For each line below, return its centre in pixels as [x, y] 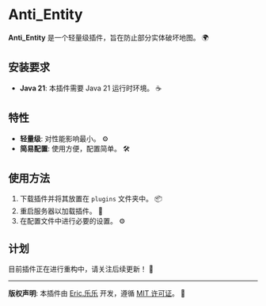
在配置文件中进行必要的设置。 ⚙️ [72, 221]
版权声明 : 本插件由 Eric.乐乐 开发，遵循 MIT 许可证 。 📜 [97, 293]
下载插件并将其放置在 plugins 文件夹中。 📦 [91, 199]
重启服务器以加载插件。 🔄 [61, 211]
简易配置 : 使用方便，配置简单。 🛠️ [75, 148]
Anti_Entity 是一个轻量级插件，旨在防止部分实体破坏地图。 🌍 [109, 37]
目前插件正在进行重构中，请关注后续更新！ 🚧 [81, 269]
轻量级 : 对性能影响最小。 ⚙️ [64, 138]
